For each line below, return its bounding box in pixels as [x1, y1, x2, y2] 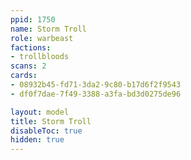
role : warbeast [10, 33, 74, 43]
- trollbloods [10, 52, 70, 62]
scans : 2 [10, 61, 47, 71]
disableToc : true [10, 126, 83, 136]
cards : [10, 71, 38, 81]
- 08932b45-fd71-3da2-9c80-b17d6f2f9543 [10, 80, 182, 90]
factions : [10, 42, 52, 53]
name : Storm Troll [10, 24, 87, 34]
